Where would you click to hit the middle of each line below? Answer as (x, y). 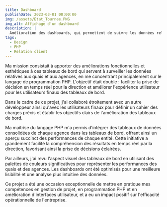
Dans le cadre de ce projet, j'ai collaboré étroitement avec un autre (73, 102)
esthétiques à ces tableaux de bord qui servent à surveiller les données (78, 71)
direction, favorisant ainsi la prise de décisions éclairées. (63, 149)
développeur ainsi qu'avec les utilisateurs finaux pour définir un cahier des (82, 107)
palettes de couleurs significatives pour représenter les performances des (81, 164)
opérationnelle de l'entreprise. (36, 200)
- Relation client (29, 51)
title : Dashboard (23, 10)
